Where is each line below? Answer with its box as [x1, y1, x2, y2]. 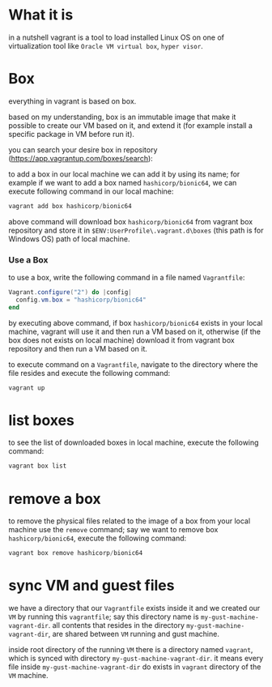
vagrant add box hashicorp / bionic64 [8, 202, 132, 210]
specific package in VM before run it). [8, 129, 135, 139]
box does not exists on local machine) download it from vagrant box [8, 335, 235, 345]
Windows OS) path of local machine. [8, 233, 130, 244]
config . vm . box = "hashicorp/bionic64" [15, 296, 147, 304]
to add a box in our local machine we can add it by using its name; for [8, 169, 240, 179]
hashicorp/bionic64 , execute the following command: [8, 533, 187, 544]
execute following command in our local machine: [8, 186, 174, 196]
